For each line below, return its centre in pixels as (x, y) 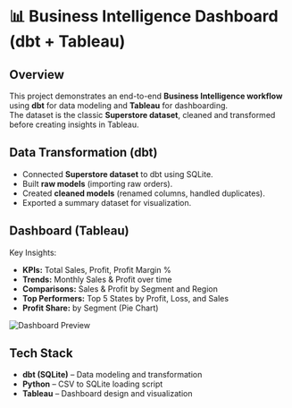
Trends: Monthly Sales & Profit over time (97, 279)
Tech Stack (41, 353)
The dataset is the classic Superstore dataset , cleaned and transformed (142, 115)
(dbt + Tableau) (67, 42)
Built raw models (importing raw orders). (97, 183)
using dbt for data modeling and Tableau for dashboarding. (119, 106)
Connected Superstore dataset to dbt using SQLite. (117, 174)
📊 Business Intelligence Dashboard (144, 17)
